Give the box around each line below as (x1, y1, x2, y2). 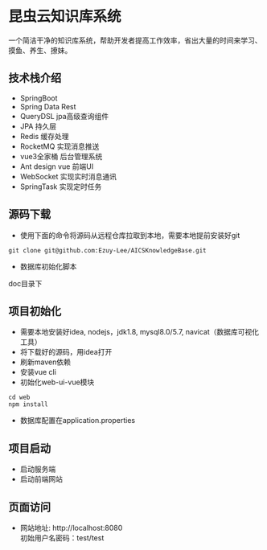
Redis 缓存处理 (19, 131, 70, 141)
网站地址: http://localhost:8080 (19, 523, 123, 532)
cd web (8, 393, 31, 402)
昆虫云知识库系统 (8, 7, 122, 26)
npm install (8, 400, 48, 408)
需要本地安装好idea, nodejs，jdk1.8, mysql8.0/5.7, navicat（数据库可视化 (19, 327, 260, 337)
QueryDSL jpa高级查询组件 (19, 111, 109, 121)
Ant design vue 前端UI (19, 162, 94, 171)
